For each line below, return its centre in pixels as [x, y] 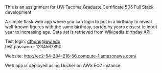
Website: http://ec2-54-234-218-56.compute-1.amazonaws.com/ [71, 56]
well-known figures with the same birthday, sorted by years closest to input [81, 27]
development [18, 12]
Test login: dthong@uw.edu [33, 41]
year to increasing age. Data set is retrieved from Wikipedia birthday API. [78, 32]
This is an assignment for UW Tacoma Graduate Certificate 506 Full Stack [80, 7]
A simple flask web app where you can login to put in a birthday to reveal [79, 22]
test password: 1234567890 [33, 46]
